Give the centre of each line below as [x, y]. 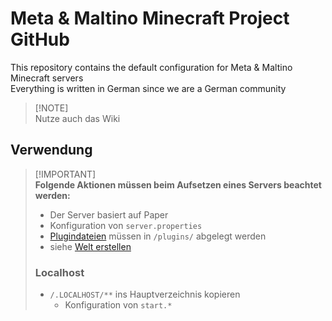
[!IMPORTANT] [65, 174]
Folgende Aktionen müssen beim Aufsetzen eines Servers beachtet [178, 184]
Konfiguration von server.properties [126, 225]
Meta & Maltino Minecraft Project [150, 18]
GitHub [40, 39]
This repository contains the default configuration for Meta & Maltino [151, 67]
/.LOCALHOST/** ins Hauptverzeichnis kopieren [145, 294]
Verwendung [51, 150]
